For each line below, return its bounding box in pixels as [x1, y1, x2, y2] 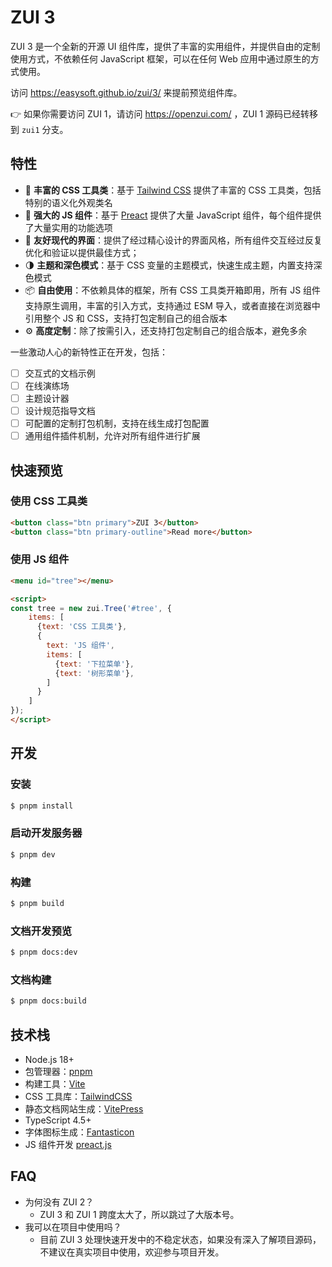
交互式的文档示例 [24, 367, 96, 379]
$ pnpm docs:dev [10, 947, 78, 958]
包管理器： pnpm [24, 1066, 93, 1078]
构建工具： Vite [24, 1078, 86, 1090]
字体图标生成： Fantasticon [24, 1126, 135, 1138]
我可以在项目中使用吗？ [24, 1221, 122, 1233]
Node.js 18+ [24, 1054, 75, 1066]
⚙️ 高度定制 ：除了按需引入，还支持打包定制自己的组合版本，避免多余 [24, 324, 308, 336]
